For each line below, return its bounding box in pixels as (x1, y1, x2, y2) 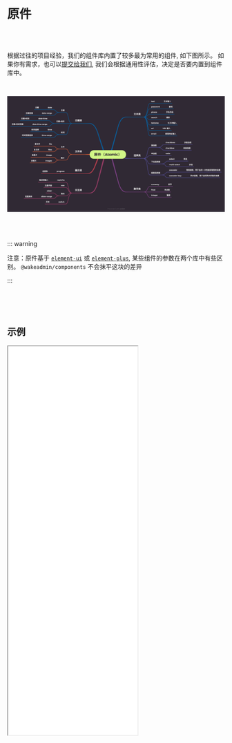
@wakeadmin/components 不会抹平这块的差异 (20, 262, 143, 270)
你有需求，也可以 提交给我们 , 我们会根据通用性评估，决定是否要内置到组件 (12, 59, 222, 68)
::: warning (7, 239, 38, 247)
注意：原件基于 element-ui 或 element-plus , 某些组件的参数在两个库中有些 (7, 254, 217, 262)
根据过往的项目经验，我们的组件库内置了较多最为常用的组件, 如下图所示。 (7, 51, 216, 59)
